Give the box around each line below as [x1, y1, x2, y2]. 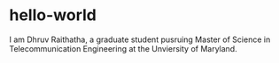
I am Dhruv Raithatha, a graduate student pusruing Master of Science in [9, 34, 271, 45]
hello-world [9, 5, 97, 25]
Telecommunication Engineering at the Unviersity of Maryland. [9, 43, 237, 53]
